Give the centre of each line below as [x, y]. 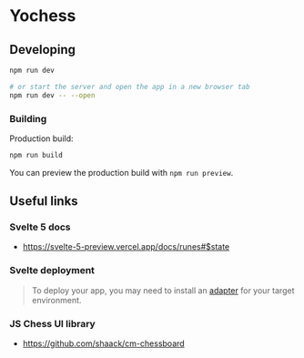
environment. [56, 300]
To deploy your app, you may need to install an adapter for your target [163, 290]
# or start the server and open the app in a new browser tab [130, 87]
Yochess [43, 16]
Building [28, 118]
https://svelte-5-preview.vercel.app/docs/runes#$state [126, 247]
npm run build [36, 155]
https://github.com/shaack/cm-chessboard [103, 343]
